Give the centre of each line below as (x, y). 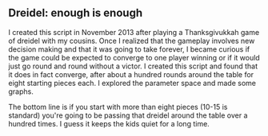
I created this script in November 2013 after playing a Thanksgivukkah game (134, 32)
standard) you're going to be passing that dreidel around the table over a (128, 115)
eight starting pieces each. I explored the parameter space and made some (132, 83)
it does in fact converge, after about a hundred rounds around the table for (131, 74)
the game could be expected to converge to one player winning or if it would (134, 57)
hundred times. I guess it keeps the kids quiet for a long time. (109, 123)
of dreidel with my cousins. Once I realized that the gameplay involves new (132, 41)
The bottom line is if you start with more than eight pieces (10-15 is (118, 107)
